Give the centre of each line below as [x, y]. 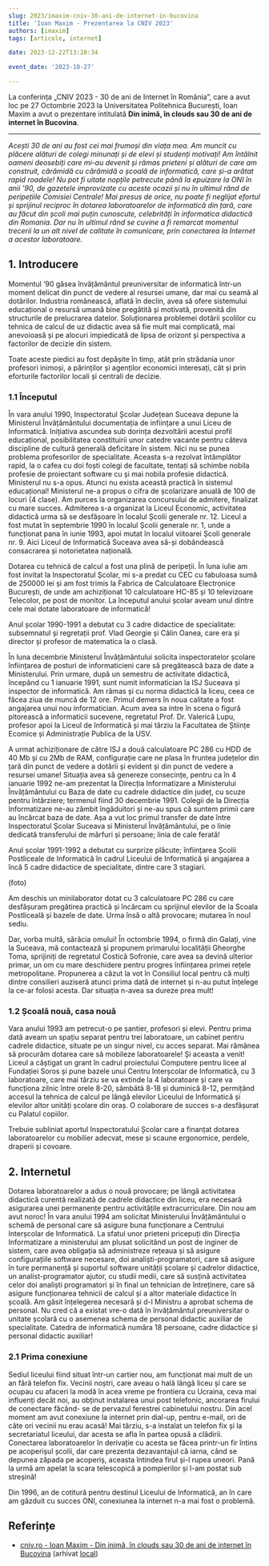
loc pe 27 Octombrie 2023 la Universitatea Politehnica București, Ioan [123, 105]
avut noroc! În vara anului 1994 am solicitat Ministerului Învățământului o [127, 1217]
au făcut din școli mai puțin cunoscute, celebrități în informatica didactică [130, 214]
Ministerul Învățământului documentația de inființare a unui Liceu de [120, 423]
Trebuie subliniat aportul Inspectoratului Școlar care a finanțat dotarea [124, 1130]
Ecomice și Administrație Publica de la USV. [80, 734]
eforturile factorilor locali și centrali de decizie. [85, 376]
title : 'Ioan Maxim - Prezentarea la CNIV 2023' [91, 23]
